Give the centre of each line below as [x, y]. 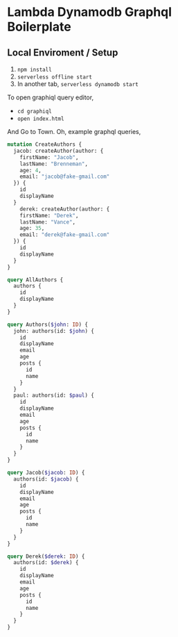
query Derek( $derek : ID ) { [46, 556]
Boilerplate [39, 27]
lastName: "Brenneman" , [54, 164]
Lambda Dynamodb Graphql [89, 12]
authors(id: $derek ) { [46, 563]
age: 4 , [30, 170]
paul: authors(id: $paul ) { [54, 396]
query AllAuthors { [35, 280]
